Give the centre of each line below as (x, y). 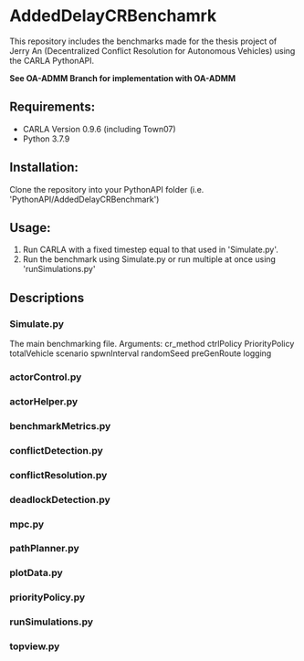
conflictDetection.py (56, 450)
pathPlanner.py (44, 549)
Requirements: (52, 107)
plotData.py (37, 573)
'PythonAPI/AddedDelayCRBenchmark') (84, 199)
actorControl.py (46, 377)
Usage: (31, 228)
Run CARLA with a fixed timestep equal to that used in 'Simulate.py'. (150, 250)
